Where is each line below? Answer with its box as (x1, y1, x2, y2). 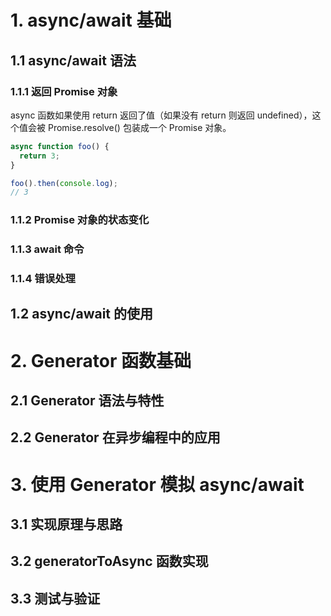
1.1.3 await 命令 (10, 242, 85, 256)
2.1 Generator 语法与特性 (10, 392, 165, 409)
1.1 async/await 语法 (10, 52, 137, 69)
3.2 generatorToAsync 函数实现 (10, 553, 209, 570)
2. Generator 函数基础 (10, 349, 192, 372)
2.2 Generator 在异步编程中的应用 (10, 429, 221, 446)
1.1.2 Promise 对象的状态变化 (10, 213, 150, 227)
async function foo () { (10, 141, 110, 151)
